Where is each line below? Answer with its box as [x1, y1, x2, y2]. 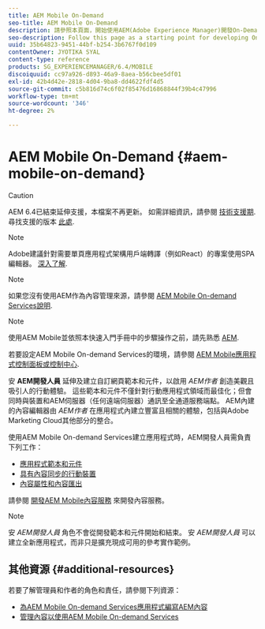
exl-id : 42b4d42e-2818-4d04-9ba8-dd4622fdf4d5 [8, 77, 164, 85]
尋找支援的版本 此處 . [8, 216, 75, 226]
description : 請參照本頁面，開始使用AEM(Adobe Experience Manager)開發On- [8, 26, 244, 34]
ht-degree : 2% [8, 107, 55, 115]
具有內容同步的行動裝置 [19, 469, 96, 478]
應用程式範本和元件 [19, 459, 83, 468]
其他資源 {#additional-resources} [8, 563, 175, 576]
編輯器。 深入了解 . [8, 258, 68, 268]
